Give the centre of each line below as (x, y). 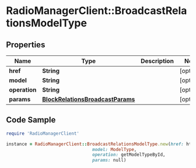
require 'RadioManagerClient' (43, 133)
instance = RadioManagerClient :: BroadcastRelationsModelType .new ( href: (95, 144)
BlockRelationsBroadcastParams (88, 99)
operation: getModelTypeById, (129, 155)
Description (157, 61)
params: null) (109, 160)
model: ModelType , (115, 149)
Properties (26, 45)
